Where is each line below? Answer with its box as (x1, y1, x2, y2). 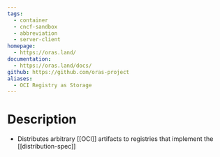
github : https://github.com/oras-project (7, 68, 130, 75)
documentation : (7, 56, 52, 63)
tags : (7, 10, 23, 17)
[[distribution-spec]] (17, 142, 76, 151)
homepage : (7, 43, 36, 50)
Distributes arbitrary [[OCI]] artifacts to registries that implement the (17, 135, 214, 143)
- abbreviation (13, 29, 58, 37)
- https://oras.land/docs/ (13, 62, 92, 69)
